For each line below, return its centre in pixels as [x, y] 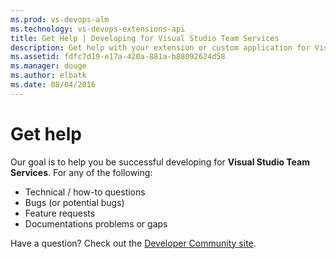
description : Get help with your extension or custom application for [160, 47]
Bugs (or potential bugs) [74, 202]
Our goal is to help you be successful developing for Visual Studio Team [160, 162]
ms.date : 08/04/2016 [53, 85]
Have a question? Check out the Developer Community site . [133, 243]
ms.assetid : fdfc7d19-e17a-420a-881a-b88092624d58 [118, 57]
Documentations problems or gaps [96, 223]
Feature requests [60, 213]
